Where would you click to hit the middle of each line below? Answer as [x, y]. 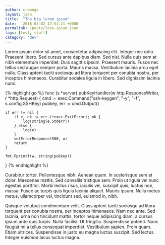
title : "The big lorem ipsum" [37, 19]
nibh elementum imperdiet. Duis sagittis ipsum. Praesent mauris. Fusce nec [82, 62]
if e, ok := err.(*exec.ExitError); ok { [57, 117]
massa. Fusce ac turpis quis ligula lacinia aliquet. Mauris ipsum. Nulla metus [82, 191]
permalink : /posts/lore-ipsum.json [42, 28]
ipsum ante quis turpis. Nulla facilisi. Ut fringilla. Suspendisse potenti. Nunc [82, 221]
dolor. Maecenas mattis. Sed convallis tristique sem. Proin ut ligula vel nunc [82, 180]
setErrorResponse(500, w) [41, 139]
